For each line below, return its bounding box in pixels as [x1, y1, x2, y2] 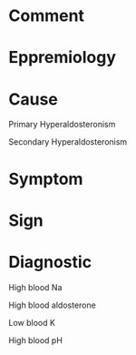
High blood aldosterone [8, 299, 96, 310]
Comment [8, 5, 85, 26]
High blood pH [8, 334, 63, 346]
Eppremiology [8, 47, 117, 68]
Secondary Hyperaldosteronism [8, 137, 128, 147]
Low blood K [8, 317, 56, 328]
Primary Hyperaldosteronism [8, 119, 116, 130]
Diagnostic [8, 251, 92, 272]
